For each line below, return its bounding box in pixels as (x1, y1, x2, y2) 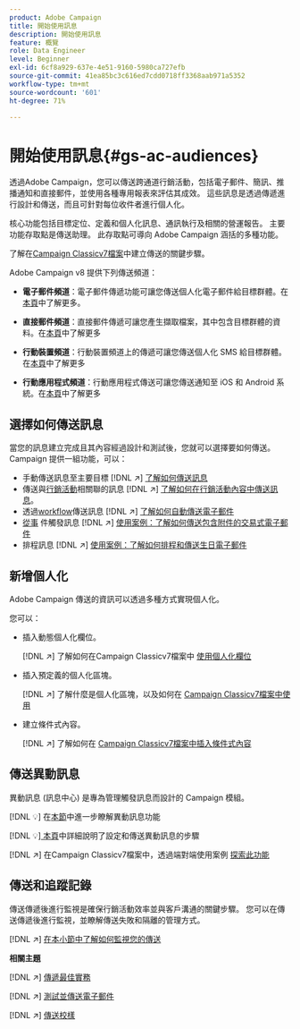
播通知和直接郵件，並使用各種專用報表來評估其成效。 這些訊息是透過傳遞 (9, 188, 278, 199)
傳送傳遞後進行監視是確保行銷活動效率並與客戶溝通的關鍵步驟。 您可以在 (9, 903, 278, 914)
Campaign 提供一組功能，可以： (9, 454, 128, 464)
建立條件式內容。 (21, 719, 86, 729)
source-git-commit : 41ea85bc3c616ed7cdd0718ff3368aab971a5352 (9, 72, 246, 81)
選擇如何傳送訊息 (9, 417, 104, 432)
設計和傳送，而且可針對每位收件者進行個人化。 (16, 199, 189, 210)
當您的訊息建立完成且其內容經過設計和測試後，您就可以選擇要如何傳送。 (9, 442, 275, 453)
